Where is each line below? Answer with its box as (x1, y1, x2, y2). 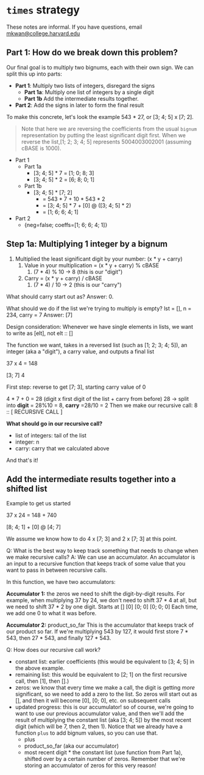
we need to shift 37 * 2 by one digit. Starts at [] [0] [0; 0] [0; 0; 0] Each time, (6, 603, 198, 610)
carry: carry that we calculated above (15, 444, 110, 452)
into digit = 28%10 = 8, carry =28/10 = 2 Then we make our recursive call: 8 (6, 402, 198, 409)
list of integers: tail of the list (15, 431, 87, 439)
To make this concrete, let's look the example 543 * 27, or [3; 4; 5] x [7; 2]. (6, 113, 194, 120)
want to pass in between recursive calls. (6, 566, 108, 574)
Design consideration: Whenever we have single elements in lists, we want (6, 323, 194, 330)
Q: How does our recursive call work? (6, 646, 100, 654)
